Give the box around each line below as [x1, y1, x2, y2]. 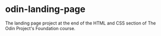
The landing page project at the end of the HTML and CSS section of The [5, 20, 156, 26]
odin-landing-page [5, 3, 86, 15]
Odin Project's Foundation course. [5, 25, 76, 31]
